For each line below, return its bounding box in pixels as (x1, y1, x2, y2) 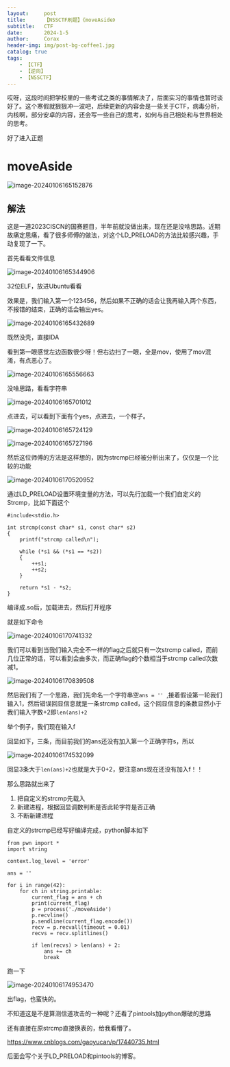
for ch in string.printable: (19, 888, 103, 895)
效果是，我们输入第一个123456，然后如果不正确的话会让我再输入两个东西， (7, 297, 220, 305)
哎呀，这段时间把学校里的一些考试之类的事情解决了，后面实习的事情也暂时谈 (7, 93, 223, 102)
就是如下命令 (7, 618, 43, 626)
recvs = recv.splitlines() (31, 930, 109, 937)
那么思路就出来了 (7, 780, 55, 788)
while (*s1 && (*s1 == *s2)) (19, 548, 103, 555)
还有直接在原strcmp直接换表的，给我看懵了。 (7, 1024, 135, 1033)
